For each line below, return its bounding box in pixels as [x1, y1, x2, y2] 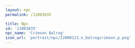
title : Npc [5, 21, 29, 26]
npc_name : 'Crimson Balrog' [5, 31, 65, 36]
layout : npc [5, 7, 31, 13]
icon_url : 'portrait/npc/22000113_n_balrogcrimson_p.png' [5, 35, 131, 40]
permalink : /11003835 [5, 12, 52, 17]
